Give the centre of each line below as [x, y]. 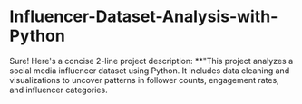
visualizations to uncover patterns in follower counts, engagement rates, [144, 80]
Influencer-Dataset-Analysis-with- [144, 17]
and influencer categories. [58, 90]
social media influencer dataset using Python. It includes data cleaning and [150, 71]
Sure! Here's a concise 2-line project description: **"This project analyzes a [151, 61]
